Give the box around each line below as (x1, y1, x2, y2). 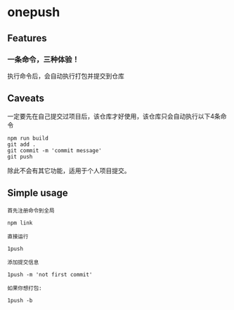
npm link (7, 219, 33, 227)
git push (7, 153, 33, 160)
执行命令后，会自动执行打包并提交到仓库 (7, 72, 124, 80)
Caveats (7, 93, 44, 105)
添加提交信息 (7, 259, 39, 266)
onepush (7, 4, 60, 20)
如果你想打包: (7, 285, 42, 292)
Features (7, 32, 47, 44)
